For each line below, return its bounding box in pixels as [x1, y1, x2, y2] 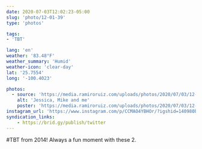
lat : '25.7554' [6, 70, 44, 76]
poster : [17, 103, 36, 109]
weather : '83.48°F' [6, 53, 55, 59]
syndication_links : [6, 114, 55, 120]
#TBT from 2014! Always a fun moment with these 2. [6, 136, 136, 143]
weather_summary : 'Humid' [6, 58, 71, 64]
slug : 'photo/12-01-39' [6, 14, 66, 20]
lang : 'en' [6, 47, 34, 53]
